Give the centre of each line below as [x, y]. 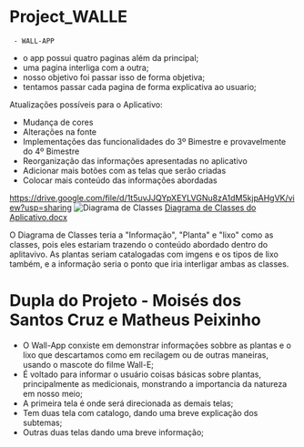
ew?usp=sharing [41, 208]
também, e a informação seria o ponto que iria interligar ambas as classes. [149, 264]
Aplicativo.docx [39, 217]
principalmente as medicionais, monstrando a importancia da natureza [155, 383]
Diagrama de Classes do [210, 208]
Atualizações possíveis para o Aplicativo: [86, 104]
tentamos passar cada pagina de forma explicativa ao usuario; [139, 86]
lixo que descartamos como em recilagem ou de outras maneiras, [145, 355]
